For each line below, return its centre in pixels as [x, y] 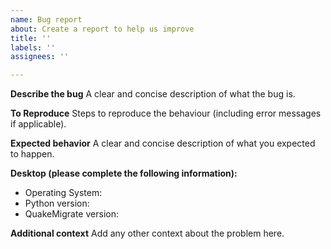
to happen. [32, 154]
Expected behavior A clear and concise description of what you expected [163, 143]
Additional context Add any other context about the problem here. [147, 233]
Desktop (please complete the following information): [124, 173]
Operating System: [63, 193]
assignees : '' [40, 57]
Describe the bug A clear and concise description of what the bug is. [153, 94]
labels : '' [33, 47]
